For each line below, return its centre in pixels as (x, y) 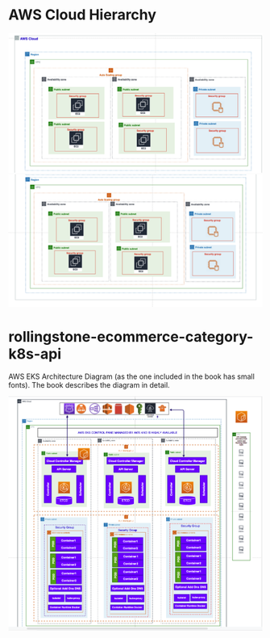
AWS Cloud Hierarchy (83, 15)
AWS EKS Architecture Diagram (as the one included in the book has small (132, 376)
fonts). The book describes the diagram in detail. (89, 384)
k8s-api (35, 354)
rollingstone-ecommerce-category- (131, 337)
